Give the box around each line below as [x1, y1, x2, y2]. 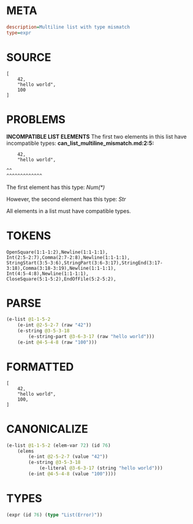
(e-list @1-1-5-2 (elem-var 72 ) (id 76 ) [6, 442, 112, 449]
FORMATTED [6, 360, 74, 374]
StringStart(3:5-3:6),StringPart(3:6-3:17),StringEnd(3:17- [6, 260, 164, 266]
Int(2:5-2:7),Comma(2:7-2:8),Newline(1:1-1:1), [6, 254, 131, 261]
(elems [17, 448, 34, 454]
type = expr [6, 29, 32, 36]
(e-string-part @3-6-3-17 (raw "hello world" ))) [28, 334, 155, 340]
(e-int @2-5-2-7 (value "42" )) [28, 453, 108, 460]
